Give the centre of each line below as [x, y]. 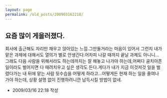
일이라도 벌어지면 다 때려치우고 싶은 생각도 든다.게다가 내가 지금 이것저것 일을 [80, 67]
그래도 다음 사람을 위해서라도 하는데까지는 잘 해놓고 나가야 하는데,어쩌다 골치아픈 [84, 61]
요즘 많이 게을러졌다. [35, 36]
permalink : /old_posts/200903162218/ [44, 14]
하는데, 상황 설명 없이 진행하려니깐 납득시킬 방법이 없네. [68, 80]
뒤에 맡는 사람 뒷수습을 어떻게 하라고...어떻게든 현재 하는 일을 [87, 74]
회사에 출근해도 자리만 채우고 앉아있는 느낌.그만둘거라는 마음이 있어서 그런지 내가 [84, 49]
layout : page [19, 10]
